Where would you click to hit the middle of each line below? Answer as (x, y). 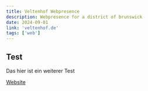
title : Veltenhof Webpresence (43, 11)
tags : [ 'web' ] (23, 33)
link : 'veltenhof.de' (32, 28)
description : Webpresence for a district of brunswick (74, 17)
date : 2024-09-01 (27, 22)
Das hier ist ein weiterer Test (40, 71)
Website (16, 82)
